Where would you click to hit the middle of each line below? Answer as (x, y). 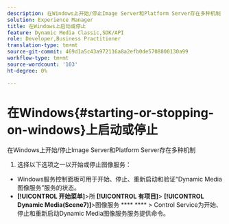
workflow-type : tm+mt (38, 58)
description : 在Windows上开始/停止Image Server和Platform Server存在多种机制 (114, 13)
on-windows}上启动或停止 (83, 130)
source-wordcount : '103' (43, 64)
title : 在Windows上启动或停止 (47, 26)
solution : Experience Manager (50, 20)
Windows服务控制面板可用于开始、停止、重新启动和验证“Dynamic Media (120, 179)
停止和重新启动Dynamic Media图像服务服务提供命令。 (93, 214)
